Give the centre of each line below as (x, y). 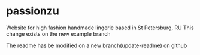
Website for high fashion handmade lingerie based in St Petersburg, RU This (100, 27)
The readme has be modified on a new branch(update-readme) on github (97, 45)
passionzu (33, 11)
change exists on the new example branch (58, 33)
